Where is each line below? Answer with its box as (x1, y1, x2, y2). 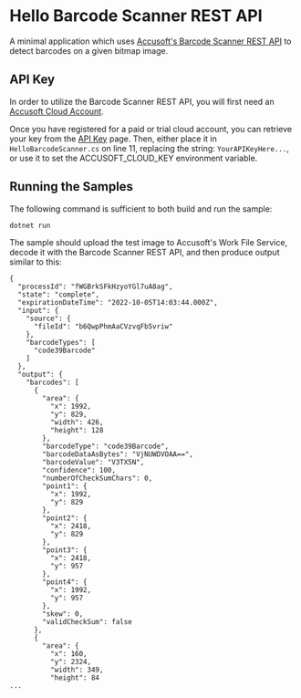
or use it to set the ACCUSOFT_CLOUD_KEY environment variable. (9, 152, 258, 163)
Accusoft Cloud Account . (9, 106, 104, 117)
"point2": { (42, 513, 88, 523)
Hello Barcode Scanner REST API (9, 5, 263, 26)
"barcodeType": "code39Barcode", (42, 442, 170, 451)
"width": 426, (49, 417, 104, 427)
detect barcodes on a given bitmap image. (9, 45, 169, 56)
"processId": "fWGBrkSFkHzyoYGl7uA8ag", (17, 282, 173, 291)
